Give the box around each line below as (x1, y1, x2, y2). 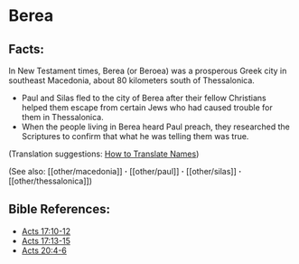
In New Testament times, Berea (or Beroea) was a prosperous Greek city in (8, 65, 287, 76)
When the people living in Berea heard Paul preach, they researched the (21, 121, 291, 132)
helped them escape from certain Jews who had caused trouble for (21, 102, 273, 113)
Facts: (8, 42, 44, 57)
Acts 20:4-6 (21, 245, 67, 256)
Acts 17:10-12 (21, 225, 71, 236)
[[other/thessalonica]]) (8, 175, 92, 186)
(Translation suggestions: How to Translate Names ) (8, 148, 200, 159)
